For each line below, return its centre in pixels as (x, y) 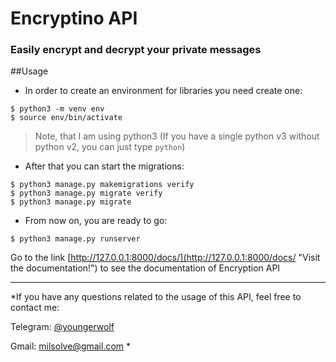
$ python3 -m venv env (57, 109)
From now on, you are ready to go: (96, 221)
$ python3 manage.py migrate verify (86, 193)
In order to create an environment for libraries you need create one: (163, 91)
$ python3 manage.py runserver (75, 239)
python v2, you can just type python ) (110, 147)
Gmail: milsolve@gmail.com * (71, 346)
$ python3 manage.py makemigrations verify (102, 185)
